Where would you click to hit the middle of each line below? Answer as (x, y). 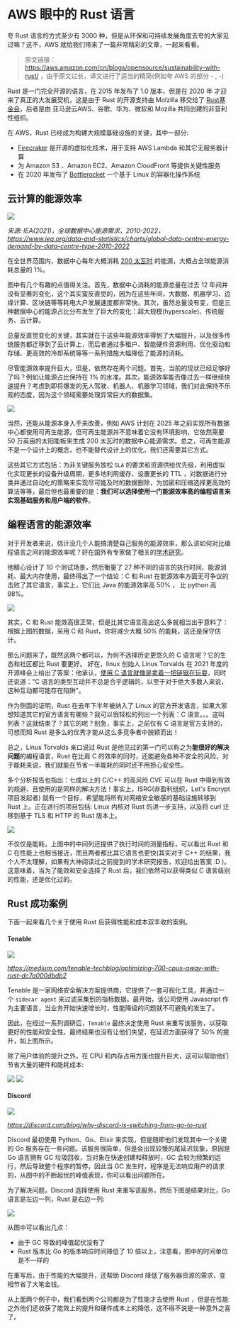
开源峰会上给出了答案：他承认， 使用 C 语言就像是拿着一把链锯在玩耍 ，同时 (117, 673)
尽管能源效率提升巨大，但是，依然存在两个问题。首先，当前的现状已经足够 (116, 368)
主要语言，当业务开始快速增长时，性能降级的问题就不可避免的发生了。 (115, 1007)
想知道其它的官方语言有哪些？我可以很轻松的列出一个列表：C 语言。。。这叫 (116, 714)
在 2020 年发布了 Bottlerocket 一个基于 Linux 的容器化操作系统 (109, 174)
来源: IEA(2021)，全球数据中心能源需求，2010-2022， (86, 231)
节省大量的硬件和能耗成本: (46, 1064)
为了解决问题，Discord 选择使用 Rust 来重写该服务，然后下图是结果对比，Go (119, 1190)
